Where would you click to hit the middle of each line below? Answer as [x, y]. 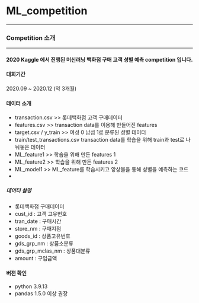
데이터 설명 [19, 190]
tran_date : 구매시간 [38, 221]
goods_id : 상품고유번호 [43, 236]
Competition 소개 [31, 38]
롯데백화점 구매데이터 [39, 206]
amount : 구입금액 [36, 259]
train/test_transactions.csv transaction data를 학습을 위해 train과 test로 [99, 140]
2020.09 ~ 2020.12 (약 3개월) [41, 89]
